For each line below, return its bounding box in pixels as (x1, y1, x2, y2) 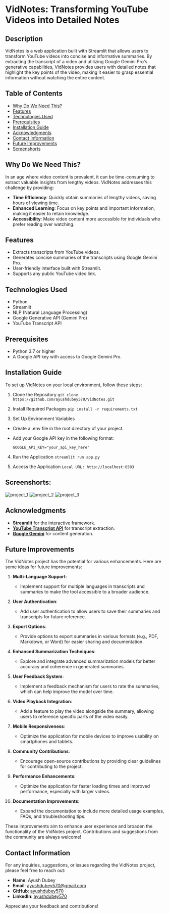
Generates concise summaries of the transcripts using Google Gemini (12, 254, 157, 261)
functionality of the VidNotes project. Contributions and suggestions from (5, 829, 158, 835)
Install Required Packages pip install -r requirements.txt (12, 405, 138, 412)
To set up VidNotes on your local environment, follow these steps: (5, 382, 142, 388)
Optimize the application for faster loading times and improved (20, 783, 150, 789)
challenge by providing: (5, 185, 54, 191)
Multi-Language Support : (12, 574, 67, 580)
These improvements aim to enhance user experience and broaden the (5, 823, 153, 830)
